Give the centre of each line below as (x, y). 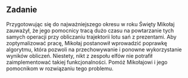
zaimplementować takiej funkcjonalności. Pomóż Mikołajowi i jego (87, 62)
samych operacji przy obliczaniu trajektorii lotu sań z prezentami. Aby (91, 37)
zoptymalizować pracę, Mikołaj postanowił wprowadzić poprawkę (87, 43)
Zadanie (22, 10)
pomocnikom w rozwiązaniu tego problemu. (60, 68)
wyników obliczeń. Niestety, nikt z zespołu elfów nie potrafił (79, 55)
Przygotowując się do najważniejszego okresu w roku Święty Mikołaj (90, 24)
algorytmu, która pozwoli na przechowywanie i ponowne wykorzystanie (94, 49)
